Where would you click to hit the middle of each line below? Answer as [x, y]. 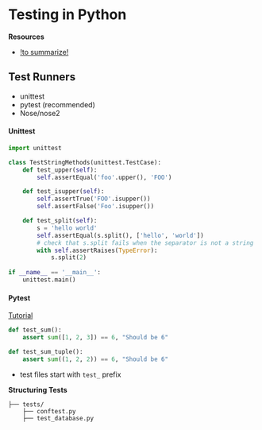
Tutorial [21, 316]
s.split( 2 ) [69, 258]
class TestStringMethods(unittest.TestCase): [85, 162]
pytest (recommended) [57, 104]
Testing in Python [67, 15]
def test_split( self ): [60, 221]
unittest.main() [50, 280]
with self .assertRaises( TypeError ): [97, 250]
